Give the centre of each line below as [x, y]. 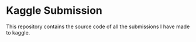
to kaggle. [18, 32]
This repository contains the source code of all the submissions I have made [98, 26]
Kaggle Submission [54, 11]
